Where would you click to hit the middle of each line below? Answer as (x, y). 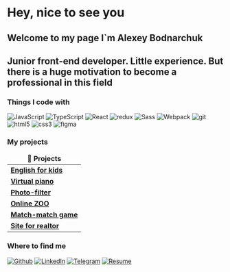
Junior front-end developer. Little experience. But (115, 61)
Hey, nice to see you (66, 13)
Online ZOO (30, 203)
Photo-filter (31, 192)
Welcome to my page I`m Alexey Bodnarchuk (105, 38)
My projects (27, 142)
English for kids (37, 170)
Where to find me (37, 246)
